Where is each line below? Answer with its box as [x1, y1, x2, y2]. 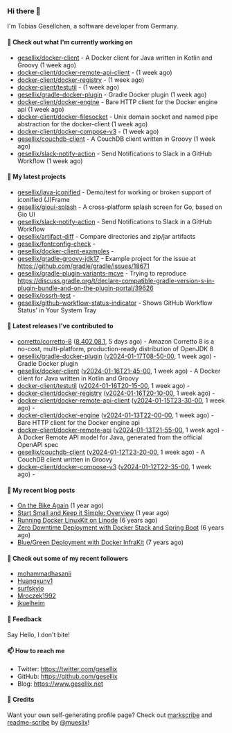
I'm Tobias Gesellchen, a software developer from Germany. [7, 22, 179, 31]
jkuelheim [17, 599, 45, 607]
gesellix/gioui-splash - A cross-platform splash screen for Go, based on [17, 203, 223, 211]
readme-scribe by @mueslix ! [7, 718, 90, 726]
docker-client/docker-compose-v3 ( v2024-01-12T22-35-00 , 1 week [17, 462, 212, 471]
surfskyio [17, 584, 44, 593]
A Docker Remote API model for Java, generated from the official [17, 433, 203, 441]
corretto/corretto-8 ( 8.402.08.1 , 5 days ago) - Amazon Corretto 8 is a [17, 337, 215, 346]
